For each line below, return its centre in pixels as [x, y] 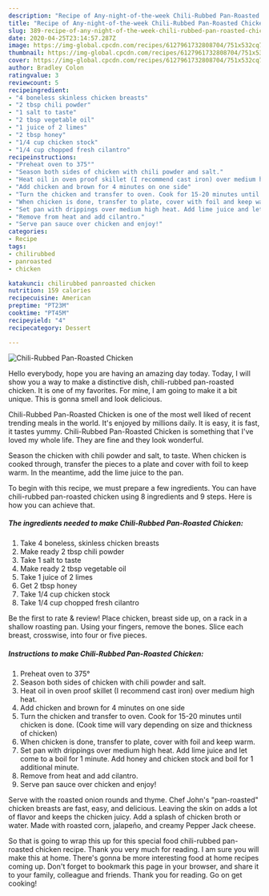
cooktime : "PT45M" [39, 313]
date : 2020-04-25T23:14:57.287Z [62, 38]
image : [19, 46]
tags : [17, 247]
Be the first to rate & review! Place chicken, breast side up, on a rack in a [128, 618]
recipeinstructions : [43, 157]
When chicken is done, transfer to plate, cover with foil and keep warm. [137, 742]
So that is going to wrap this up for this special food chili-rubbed [114, 841]
